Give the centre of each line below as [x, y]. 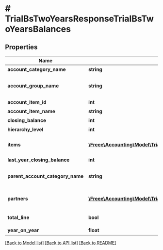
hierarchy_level [25, 129]
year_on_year [23, 230]
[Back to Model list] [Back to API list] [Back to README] [61, 243]
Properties [21, 47]
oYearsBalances [38, 29]
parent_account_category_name [46, 176]
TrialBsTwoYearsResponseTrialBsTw [80, 19]
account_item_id [27, 102]
